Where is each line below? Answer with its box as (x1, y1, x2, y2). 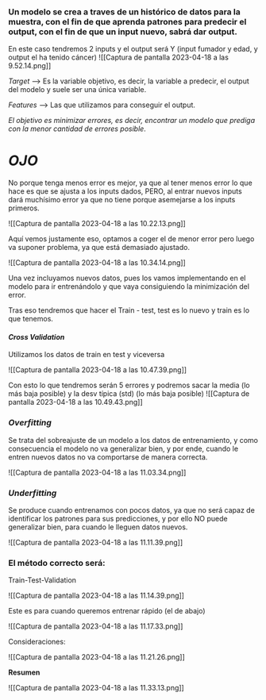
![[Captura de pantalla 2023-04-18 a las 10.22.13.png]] (8, 219, 187, 229)
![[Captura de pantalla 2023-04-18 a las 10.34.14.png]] (8, 258, 187, 267)
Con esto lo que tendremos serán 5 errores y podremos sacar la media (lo (8, 380, 250, 390)
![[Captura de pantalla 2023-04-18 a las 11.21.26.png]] (8, 652, 185, 662)
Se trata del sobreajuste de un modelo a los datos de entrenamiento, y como (8, 435, 259, 444)
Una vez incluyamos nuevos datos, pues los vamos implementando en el (8, 273, 246, 283)
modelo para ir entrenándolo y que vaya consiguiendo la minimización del (8, 282, 250, 291)
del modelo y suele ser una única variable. (8, 85, 147, 94)
